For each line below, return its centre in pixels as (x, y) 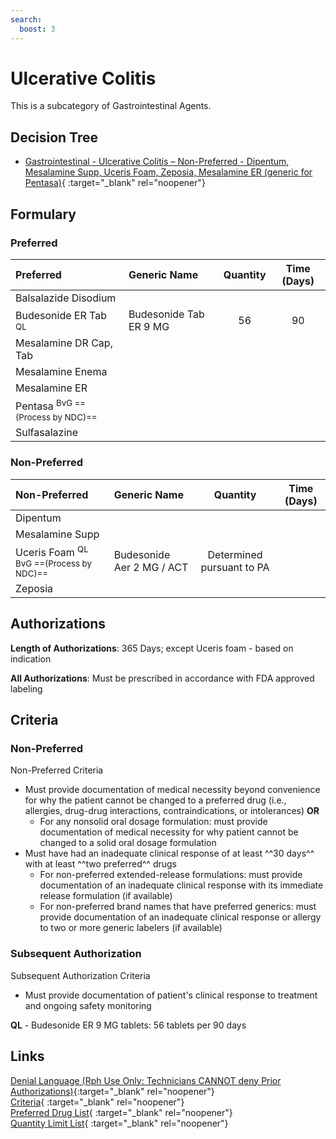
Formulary (43, 214)
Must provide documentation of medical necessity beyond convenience (172, 790)
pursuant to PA (235, 568)
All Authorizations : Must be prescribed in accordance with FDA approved (162, 678)
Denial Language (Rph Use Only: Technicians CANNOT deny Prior (146, 1080)
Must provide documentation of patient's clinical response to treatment (171, 995)
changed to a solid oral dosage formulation (128, 843)
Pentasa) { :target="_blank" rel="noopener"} (115, 183)
